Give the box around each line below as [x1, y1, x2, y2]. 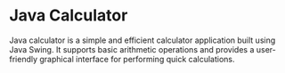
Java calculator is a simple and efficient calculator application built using [9, 35, 276, 45]
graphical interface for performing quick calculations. [39, 53, 235, 64]
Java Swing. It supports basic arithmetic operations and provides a [9, 44, 255, 54]
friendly [9, 53, 38, 64]
